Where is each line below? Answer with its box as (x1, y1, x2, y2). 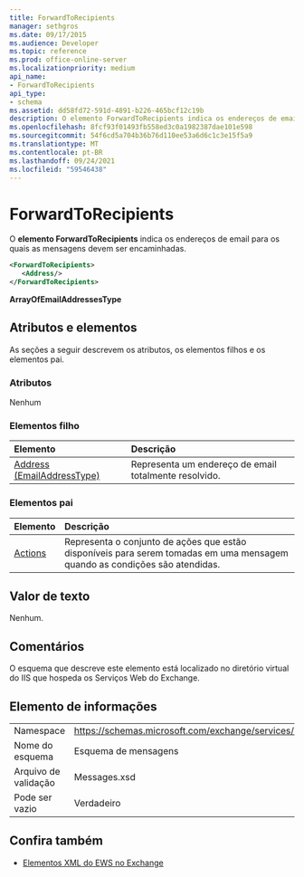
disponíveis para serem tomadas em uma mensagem (64, 547, 290, 559)
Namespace (14, 725, 66, 738)
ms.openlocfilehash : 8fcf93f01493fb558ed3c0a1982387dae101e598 (9, 123, 253, 132)
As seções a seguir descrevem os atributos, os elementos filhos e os (9, 344, 266, 355)
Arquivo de (14, 766, 61, 778)
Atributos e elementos (9, 320, 138, 336)
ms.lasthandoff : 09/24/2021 (9, 156, 116, 166)
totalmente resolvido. (130, 470, 221, 482)
